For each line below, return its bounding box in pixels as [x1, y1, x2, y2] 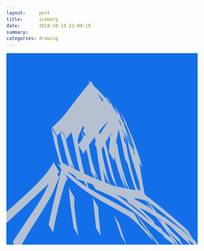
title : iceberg [6, 16, 59, 22]
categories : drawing [6, 35, 59, 42]
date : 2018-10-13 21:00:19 [6, 22, 91, 29]
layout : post [6, 10, 50, 16]
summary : [6, 29, 29, 35]
